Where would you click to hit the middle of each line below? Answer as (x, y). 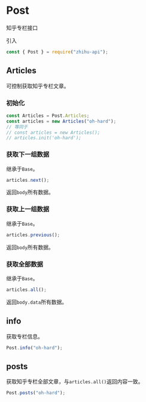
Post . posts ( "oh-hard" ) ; (36, 393)
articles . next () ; (28, 180)
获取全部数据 (25, 264)
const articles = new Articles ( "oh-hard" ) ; (61, 121)
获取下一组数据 (28, 155)
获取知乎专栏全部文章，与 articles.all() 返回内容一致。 (75, 382)
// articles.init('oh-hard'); (44, 138)
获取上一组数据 (28, 209)
